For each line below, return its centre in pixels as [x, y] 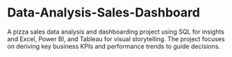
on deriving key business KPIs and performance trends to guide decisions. [114, 46]
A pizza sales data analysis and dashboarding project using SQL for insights [116, 32]
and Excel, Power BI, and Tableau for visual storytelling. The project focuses [116, 38]
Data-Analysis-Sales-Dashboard [103, 13]
